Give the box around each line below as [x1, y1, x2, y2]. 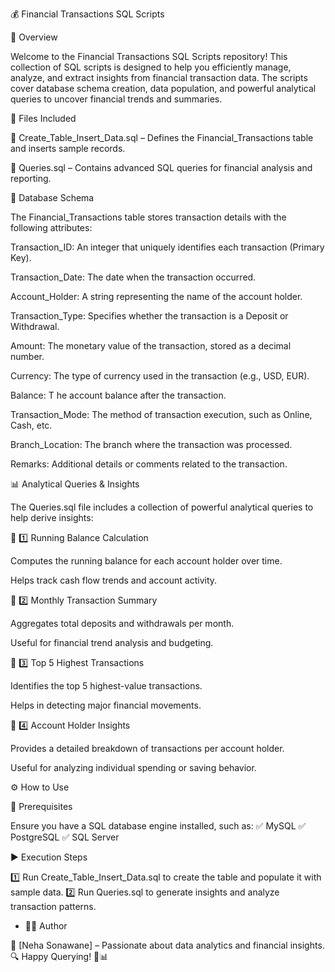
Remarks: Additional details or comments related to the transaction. [10, 458, 288, 470]
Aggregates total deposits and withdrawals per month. [10, 618, 235, 629]
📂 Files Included [10, 113, 77, 124]
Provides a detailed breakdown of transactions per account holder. [10, 743, 285, 754]
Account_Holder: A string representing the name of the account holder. [10, 291, 303, 302]
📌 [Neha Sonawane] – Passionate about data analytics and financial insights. [10, 939, 325, 951]
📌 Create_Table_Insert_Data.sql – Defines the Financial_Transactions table [10, 132, 314, 143]
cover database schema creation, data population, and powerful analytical [10, 83, 317, 94]
